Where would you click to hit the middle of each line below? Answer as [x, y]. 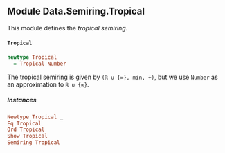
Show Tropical [28, 136]
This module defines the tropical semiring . [67, 28]
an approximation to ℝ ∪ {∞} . [48, 84]
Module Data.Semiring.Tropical [76, 11]
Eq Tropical [24, 123]
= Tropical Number [40, 64]
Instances [22, 100]
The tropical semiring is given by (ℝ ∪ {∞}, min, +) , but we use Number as [112, 77]
